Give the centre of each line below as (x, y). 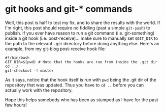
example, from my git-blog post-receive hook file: (55, 49)
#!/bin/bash (17, 57)
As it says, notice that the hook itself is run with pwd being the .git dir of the (81, 80)
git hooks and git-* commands (69, 9)
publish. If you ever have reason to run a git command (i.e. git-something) (80, 33)
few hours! (16, 105)
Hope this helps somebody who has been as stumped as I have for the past (82, 100)
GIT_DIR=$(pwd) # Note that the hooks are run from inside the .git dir (81, 62)
